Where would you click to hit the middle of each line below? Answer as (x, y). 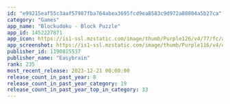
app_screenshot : (30, 45)
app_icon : (21, 39)
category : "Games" (33, 20)
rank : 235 (21, 64)
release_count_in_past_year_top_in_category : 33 (78, 90)
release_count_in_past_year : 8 (52, 77)
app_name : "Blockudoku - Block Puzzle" (64, 26)
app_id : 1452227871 (35, 32)
